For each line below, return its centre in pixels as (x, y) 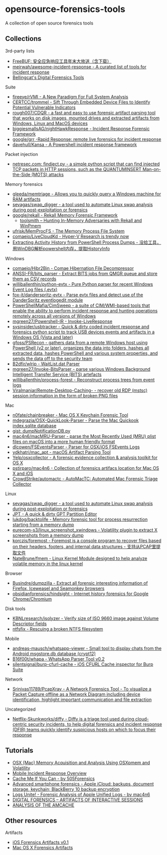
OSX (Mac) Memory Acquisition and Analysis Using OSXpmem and (81, 763)
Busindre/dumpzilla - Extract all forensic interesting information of (80, 583)
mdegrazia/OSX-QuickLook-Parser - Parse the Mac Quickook (76, 420)
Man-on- (152, 169)
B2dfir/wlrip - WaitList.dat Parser (46, 364)
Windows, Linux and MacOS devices (50, 123)
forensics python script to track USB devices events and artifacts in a (83, 332)
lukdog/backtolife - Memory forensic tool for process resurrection (80, 519)
